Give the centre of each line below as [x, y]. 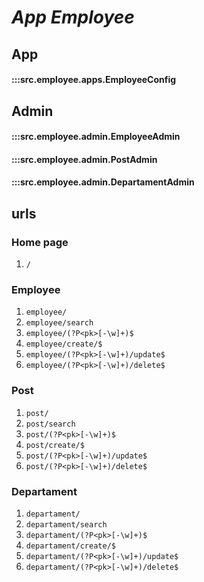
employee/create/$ [64, 344]
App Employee [73, 17]
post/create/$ [55, 445]
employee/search [59, 323]
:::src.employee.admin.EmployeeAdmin [96, 137]
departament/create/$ [70, 546]
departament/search [66, 524]
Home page [40, 242]
